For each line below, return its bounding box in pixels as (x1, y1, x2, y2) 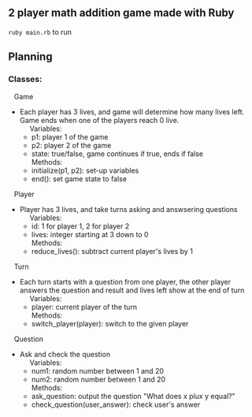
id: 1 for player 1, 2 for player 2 (31, 221, 130, 231)
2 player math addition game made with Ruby (8, 6, 235, 20)
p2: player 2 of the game (31, 140, 112, 150)
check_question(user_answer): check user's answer (31, 400, 201, 409)
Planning (8, 50, 53, 64)
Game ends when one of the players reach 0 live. (19, 115, 180, 125)
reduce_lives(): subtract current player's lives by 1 (31, 246, 193, 255)
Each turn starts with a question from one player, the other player (19, 277, 231, 286)
